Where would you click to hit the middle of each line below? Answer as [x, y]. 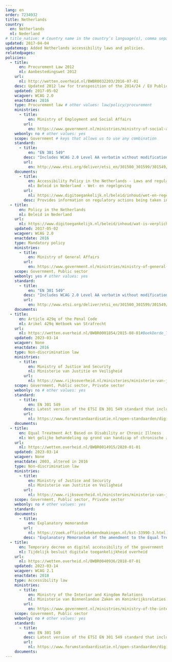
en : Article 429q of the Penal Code [58, 319]
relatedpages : [20, 53]
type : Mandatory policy [40, 243]
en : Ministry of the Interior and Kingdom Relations [85, 595]
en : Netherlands [27, 29]
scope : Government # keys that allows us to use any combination [86, 139]
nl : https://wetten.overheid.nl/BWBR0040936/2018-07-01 [80, 561]
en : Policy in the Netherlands [52, 210]
